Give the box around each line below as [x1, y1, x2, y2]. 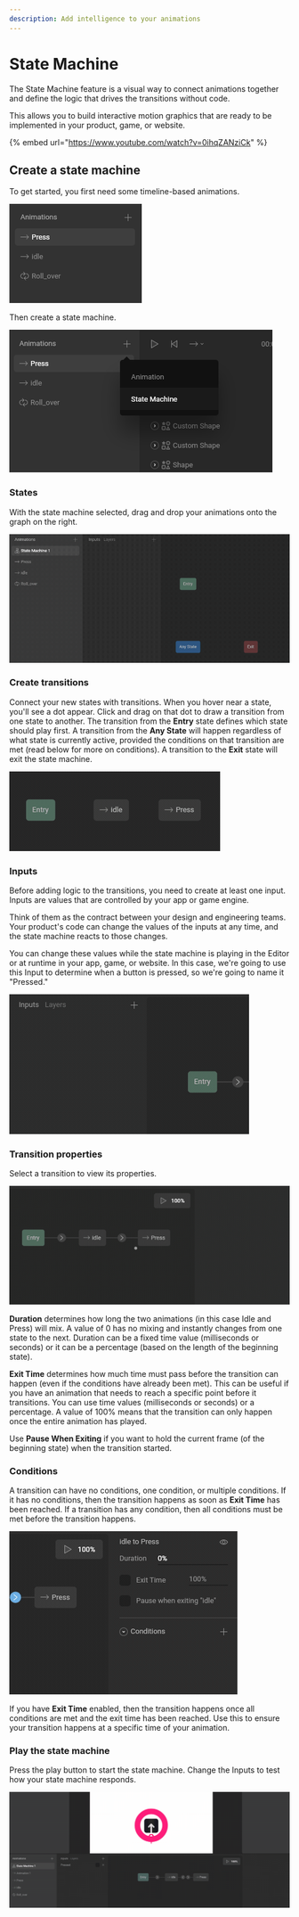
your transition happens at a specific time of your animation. [9, 1723, 230, 1733]
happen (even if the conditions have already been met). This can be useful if [9, 1378, 289, 1389]
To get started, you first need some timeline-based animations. [9, 186, 240, 197]
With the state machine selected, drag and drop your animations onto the [9, 506, 278, 517]
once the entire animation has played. [9, 1415, 147, 1426]
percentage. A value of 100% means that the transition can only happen [9, 1406, 273, 1417]
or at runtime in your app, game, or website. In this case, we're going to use [9, 958, 287, 969]
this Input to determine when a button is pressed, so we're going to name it [9, 967, 285, 978]
